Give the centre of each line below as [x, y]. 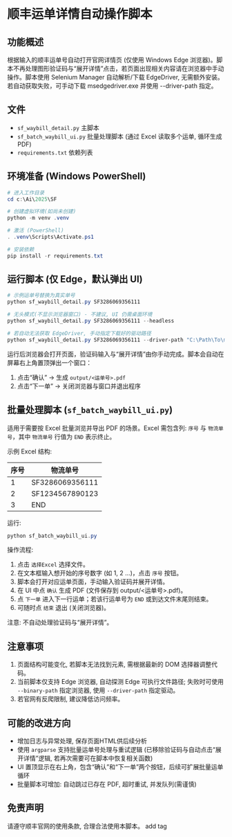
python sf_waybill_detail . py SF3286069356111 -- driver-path [96, 340]
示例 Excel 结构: [30, 451]
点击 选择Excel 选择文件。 [53, 564]
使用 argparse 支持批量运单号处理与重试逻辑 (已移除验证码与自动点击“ [116, 749]
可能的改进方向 [39, 723]
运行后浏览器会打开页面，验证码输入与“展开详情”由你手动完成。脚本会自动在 [116, 354]
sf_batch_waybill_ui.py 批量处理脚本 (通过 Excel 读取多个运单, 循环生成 [119, 136]
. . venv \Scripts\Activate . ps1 [51, 237]
